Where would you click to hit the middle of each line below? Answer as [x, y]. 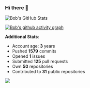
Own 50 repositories [32, 66]
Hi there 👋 [17, 8]
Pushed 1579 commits [34, 51]
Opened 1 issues [29, 56]
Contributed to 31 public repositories [49, 72]
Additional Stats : [22, 37]
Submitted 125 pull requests [40, 62]
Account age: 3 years [33, 46]
